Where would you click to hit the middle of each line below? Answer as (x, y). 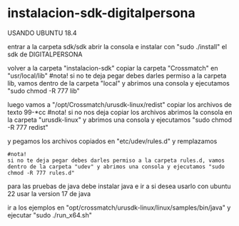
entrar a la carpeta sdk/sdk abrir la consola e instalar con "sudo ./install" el (117, 46)
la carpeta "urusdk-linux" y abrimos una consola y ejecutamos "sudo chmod (119, 120)
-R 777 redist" (28, 127)
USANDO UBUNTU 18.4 (42, 33)
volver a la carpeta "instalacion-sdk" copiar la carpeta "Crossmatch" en (113, 68)
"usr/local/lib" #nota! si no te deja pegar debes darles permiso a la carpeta (117, 76)
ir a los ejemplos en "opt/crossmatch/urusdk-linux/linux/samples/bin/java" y (119, 207)
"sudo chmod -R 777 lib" (44, 91)
